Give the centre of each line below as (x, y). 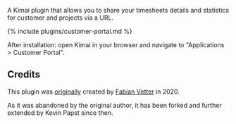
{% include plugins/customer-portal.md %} (70, 31)
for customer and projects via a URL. (61, 18)
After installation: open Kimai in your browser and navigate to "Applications (116, 45)
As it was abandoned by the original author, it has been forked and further (114, 105)
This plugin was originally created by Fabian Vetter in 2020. (93, 92)
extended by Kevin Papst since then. (60, 113)
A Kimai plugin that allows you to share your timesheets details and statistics (118, 10)
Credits (24, 74)
